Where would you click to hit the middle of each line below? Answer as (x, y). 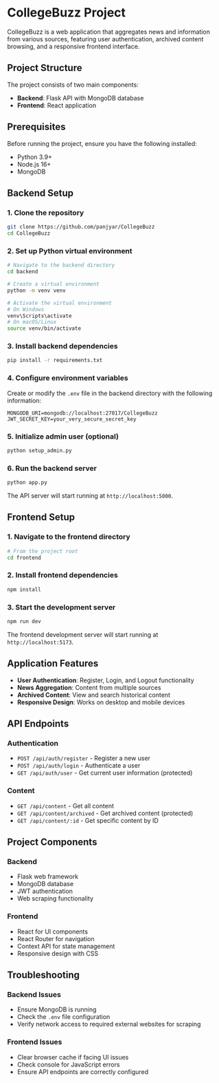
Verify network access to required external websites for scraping (109, 1024)
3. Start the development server (61, 607)
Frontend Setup (41, 517)
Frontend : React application (57, 105)
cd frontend (24, 558)
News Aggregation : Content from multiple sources (89, 687)
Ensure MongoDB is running (57, 1009)
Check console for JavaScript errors (68, 1064)
